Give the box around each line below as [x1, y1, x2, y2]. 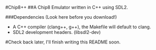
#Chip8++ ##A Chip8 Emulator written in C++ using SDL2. [5, 5, 128, 10]
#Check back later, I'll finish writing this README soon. [5, 39, 121, 45]
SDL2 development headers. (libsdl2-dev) [12, 29, 101, 35]
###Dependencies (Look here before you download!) [5, 14, 117, 20]
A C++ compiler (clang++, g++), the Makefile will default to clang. [12, 24, 151, 30]
